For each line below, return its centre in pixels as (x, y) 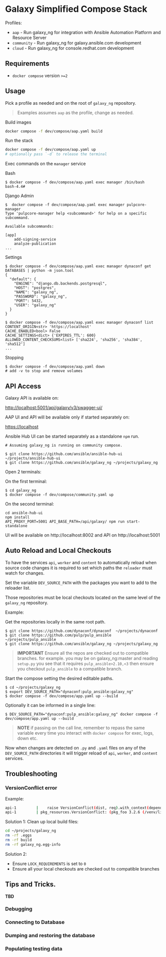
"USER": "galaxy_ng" (35, 305)
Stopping (14, 358)
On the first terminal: (26, 481)
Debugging (19, 909)
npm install (17, 517)
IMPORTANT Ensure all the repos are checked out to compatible (83, 653)
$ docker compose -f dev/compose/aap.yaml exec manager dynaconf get (78, 266)
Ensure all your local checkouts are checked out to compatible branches (86, 869)
